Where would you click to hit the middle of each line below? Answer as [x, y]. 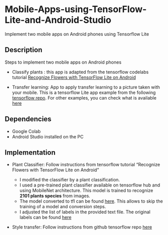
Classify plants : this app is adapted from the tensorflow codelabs [80, 72]
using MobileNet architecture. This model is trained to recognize [86, 191]
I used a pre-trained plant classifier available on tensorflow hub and [90, 185]
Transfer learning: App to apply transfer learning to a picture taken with [86, 87]
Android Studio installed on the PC [48, 136]
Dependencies [28, 119]
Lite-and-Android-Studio [58, 20]
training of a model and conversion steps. [63, 207]
